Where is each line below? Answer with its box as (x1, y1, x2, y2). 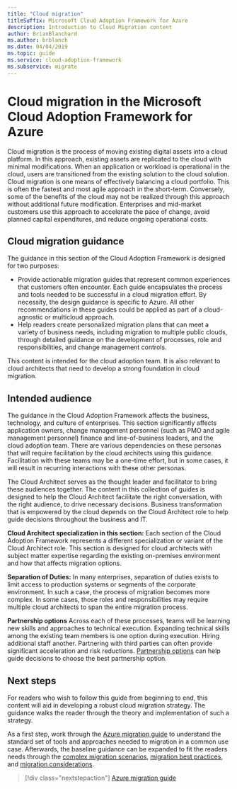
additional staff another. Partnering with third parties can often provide (7, 639, 213, 648)
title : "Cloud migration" (7, 10, 83, 18)
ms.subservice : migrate (7, 63, 78, 70)
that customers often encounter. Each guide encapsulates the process (17, 283, 223, 291)
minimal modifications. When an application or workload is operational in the (7, 162, 230, 171)
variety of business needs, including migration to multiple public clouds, (17, 328, 228, 336)
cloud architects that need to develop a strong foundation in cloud (7, 364, 200, 373)
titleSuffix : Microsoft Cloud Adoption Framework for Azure (7, 17, 189, 24)
